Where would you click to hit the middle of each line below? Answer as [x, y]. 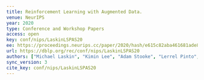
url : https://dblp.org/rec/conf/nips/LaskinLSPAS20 [73, 51]
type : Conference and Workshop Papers [55, 29]
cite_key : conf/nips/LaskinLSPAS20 [51, 68]
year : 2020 [20, 23]
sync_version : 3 [27, 62]
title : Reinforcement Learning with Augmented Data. [74, 12]
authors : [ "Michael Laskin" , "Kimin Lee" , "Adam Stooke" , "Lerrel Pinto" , [103, 57]
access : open [23, 34]
